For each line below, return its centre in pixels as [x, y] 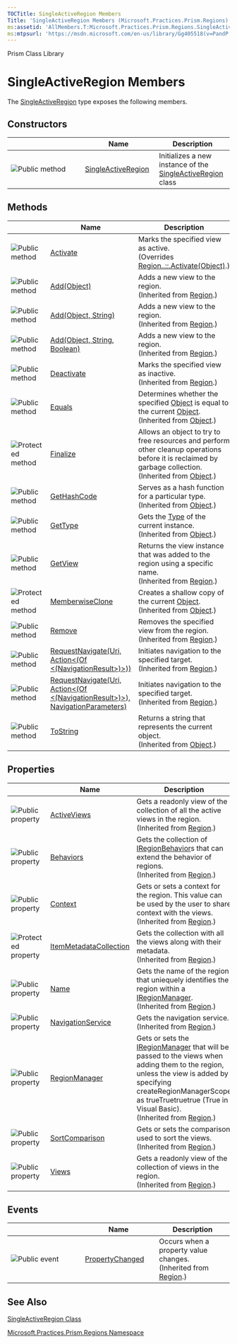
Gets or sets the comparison [183, 1129]
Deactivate [68, 373]
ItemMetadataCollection [90, 946]
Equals [61, 407]
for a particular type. [172, 496]
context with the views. [175, 912]
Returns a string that [172, 718]
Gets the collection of [172, 839]
